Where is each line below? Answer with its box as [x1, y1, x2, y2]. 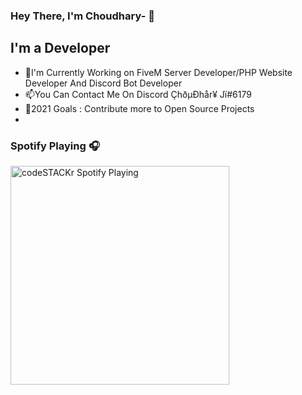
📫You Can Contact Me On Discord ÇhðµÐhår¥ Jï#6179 [24, 88, 252, 100]
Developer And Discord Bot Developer [24, 77, 183, 89]
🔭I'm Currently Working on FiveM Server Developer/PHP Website [24, 66, 293, 78]
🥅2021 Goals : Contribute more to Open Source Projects [24, 102, 255, 114]
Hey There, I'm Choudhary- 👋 [10, 9, 155, 23]
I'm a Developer [10, 40, 111, 57]
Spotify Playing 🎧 [10, 139, 100, 153]
